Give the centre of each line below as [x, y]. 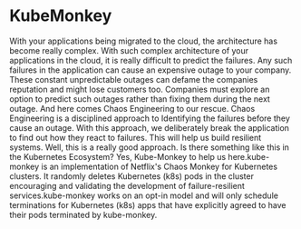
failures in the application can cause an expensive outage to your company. [150, 70]
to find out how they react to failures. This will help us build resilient [136, 137]
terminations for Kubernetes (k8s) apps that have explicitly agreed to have [148, 204]
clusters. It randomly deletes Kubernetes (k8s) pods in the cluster [131, 176]
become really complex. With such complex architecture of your [129, 50]
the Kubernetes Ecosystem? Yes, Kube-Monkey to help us [118, 156]
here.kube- [249, 156]
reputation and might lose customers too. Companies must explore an [140, 89]
